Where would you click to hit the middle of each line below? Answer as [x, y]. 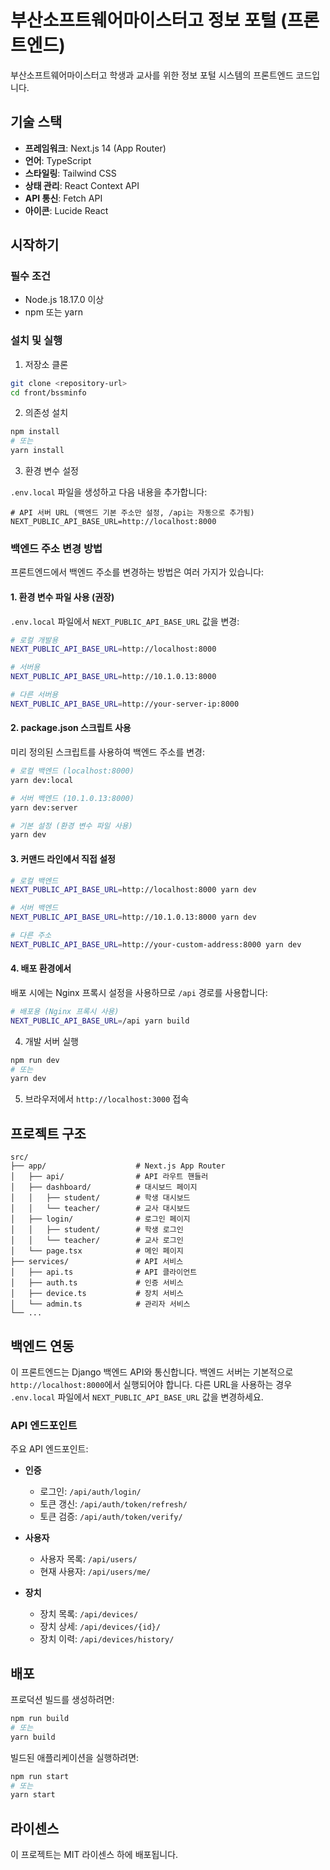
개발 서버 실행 [51, 1041]
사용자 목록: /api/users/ [88, 1559]
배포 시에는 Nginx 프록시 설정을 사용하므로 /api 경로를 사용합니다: [139, 992]
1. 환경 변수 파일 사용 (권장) [62, 597]
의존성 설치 [46, 413]
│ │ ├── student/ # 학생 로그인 [97, 1230]
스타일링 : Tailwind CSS [70, 173]
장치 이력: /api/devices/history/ [107, 1639]
